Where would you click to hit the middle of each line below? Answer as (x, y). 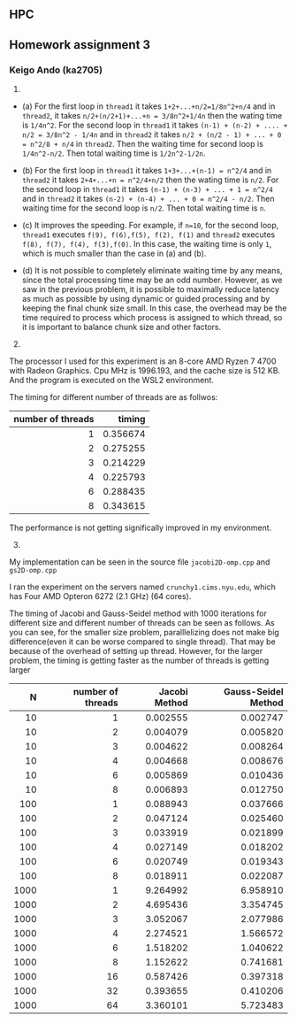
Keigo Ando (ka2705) (56, 70)
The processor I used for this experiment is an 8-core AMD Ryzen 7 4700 (143, 361)
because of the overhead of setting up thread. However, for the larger (136, 651)
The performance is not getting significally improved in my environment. (141, 528)
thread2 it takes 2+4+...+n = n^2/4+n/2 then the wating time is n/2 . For (150, 180)
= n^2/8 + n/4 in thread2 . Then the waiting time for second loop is (142, 144)
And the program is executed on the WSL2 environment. (112, 381)
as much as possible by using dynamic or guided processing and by (146, 299)
